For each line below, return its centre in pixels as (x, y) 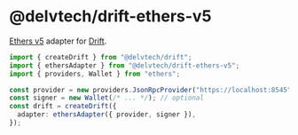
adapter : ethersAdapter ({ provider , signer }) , (107, 115)
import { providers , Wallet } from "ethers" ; (94, 74)
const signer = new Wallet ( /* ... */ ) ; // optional (106, 98)
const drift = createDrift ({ (63, 107)
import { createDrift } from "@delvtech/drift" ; (101, 57)
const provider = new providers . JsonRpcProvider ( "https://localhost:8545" (150, 90)
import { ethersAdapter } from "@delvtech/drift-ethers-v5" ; (125, 65)
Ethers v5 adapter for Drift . (58, 41)
